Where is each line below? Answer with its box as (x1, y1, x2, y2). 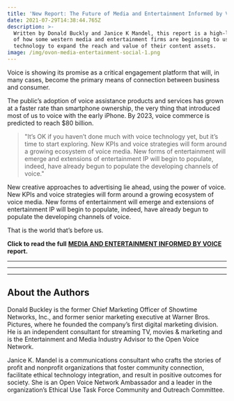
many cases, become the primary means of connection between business (7, 75, 220, 84)
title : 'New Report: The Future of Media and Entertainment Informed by (7, 10, 223, 17)
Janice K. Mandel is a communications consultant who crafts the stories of (7, 356, 221, 364)
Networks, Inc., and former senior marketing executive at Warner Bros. (7, 312, 210, 321)
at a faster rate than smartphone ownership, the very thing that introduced (7, 104, 221, 112)
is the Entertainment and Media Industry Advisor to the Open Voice (7, 335, 200, 343)
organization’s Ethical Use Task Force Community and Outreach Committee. (7, 385, 225, 394)
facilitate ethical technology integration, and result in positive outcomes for (7, 370, 222, 379)
